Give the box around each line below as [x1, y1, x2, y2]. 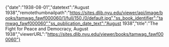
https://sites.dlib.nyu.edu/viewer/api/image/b [70, 10, 163, 16]
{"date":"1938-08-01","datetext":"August [5, 5, 89, 10]
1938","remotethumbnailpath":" [5, 10, 70, 16]
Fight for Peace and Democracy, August [5, 26, 88, 32]
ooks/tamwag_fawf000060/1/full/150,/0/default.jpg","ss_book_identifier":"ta [5, 15, 163, 21]
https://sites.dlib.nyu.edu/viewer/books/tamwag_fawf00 [47, 31, 164, 37]
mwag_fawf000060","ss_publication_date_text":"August [5, 20, 122, 26]
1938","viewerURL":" [5, 31, 48, 37]
